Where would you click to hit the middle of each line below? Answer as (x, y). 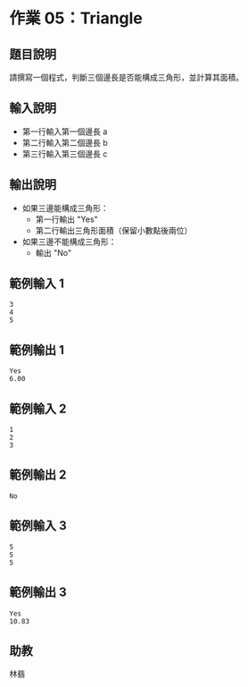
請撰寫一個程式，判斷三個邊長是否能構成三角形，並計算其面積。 (126, 77)
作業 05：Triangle (76, 18)
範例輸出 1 (37, 350)
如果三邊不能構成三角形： (69, 242)
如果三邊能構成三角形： (65, 208)
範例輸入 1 (37, 284)
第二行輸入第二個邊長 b (65, 142)
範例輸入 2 (38, 408)
